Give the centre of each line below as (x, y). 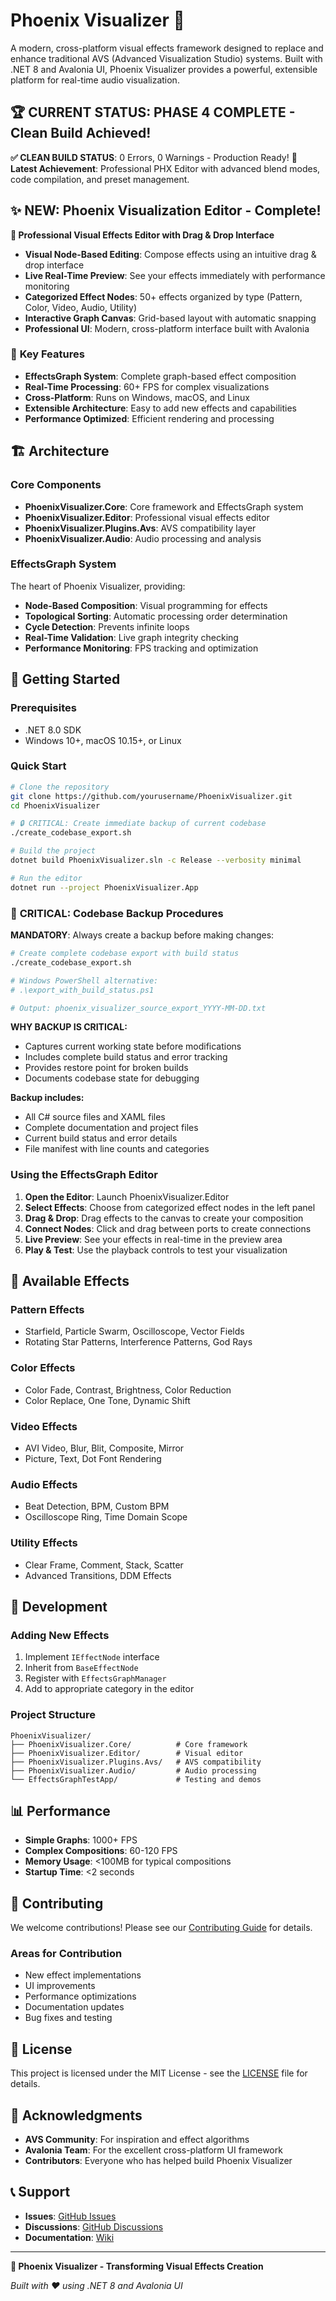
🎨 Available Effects (70, 1281)
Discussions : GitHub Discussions (94, 2226)
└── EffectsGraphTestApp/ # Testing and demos (136, 1779)
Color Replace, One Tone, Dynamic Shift (107, 1400)
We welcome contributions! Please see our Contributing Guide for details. (161, 1928)
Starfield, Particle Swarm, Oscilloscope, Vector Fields (134, 1331)
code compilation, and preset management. (100, 179)
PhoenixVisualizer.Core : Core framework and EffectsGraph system (164, 506)
